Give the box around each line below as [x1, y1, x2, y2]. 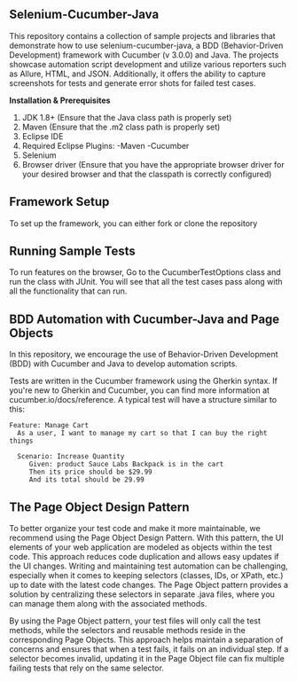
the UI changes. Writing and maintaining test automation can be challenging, [9, 560, 288, 571]
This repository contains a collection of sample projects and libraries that [9, 30, 277, 41]
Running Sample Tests [9, 244, 136, 259]
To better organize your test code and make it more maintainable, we [9, 523, 261, 534]
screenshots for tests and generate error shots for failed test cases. [9, 77, 256, 88]
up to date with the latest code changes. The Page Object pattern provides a [9, 580, 289, 591]
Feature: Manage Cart [9, 421, 90, 430]
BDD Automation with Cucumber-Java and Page [9, 311, 280, 326]
